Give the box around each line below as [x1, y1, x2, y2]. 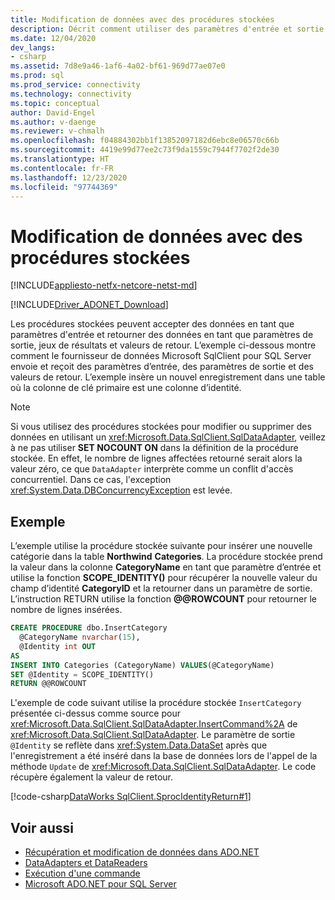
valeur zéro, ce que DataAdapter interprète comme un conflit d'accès [10, 463, 294, 475]
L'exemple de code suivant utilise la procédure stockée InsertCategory [10, 697, 302, 709]
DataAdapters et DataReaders [24, 857, 148, 869]
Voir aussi [10, 819, 74, 836]
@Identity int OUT [19, 641, 97, 651]
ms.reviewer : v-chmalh [10, 126, 105, 136]
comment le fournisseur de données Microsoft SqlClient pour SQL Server [10, 350, 312, 362]
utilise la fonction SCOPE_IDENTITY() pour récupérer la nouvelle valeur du [10, 572, 318, 584]
